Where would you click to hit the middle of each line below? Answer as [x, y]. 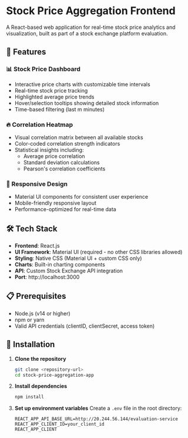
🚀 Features [26, 52]
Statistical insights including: [49, 150]
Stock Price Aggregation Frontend [91, 11]
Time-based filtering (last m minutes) [59, 109]
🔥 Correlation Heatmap [40, 124]
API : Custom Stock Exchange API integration [69, 271]
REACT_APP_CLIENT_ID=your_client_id [59, 424]
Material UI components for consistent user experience [81, 197]
